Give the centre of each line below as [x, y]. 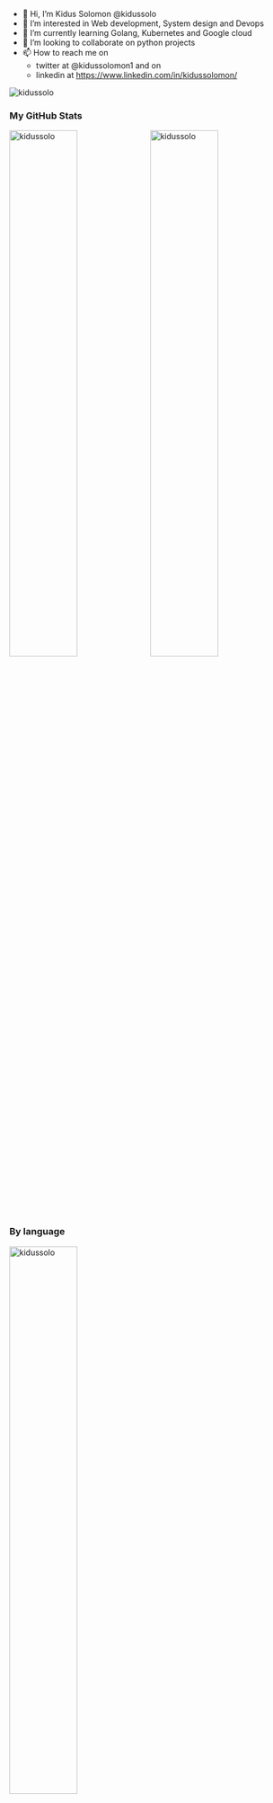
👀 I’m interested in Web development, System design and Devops [143, 23]
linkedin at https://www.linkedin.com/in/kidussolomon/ [136, 75]
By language [37, 1232]
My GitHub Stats [46, 115]
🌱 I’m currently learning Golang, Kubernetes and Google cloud [137, 33]
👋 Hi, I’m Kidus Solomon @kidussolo [89, 14]
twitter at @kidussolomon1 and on [98, 66]
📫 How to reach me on [65, 53]
